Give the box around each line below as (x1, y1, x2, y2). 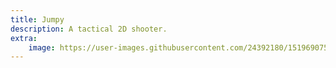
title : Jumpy (10, 14, 65, 25)
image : (28, 42, 56, 53)
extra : (10, 33, 38, 43)
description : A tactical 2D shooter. (10, 24, 168, 34)
